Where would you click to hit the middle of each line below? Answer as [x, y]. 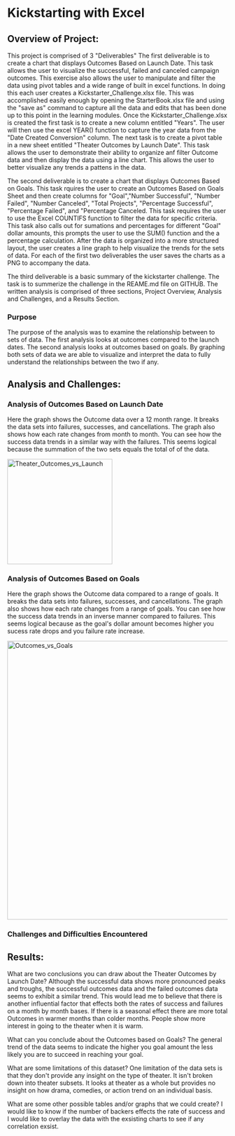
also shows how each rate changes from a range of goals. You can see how [116, 609]
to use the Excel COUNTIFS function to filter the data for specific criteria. [112, 218]
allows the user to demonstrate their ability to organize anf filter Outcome [113, 153]
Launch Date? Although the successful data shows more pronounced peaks [116, 981]
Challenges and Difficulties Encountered [78, 934]
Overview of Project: [53, 39]
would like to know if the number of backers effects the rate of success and [116, 1111]
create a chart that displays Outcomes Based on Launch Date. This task [111, 63]
